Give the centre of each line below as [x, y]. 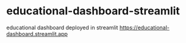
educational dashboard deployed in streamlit [62, 27]
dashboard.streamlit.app [37, 33]
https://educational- [144, 27]
